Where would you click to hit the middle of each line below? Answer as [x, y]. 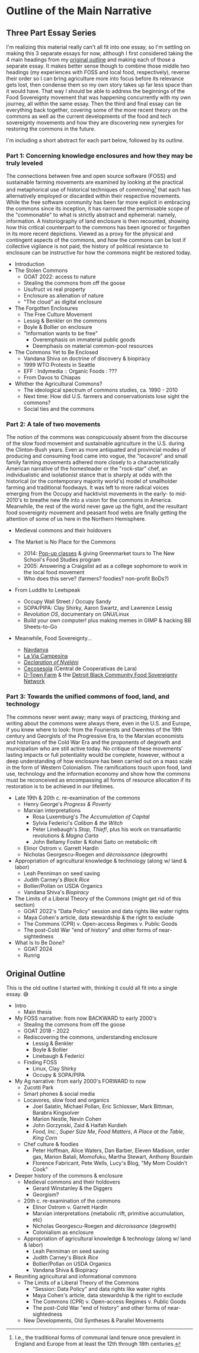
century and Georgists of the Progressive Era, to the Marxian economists [95, 735]
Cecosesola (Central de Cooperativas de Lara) [80, 668]
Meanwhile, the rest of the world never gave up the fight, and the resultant [97, 506]
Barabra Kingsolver [56, 1113]
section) [25, 904]
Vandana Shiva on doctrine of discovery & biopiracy [87, 358]
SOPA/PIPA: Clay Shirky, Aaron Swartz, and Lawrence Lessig [98, 608]
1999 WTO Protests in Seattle [59, 364]
